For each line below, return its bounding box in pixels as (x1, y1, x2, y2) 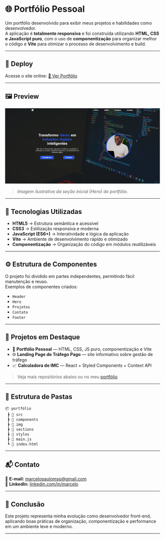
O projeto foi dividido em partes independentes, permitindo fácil (5, 273, 135, 279)
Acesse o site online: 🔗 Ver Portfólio (5, 73, 78, 79)
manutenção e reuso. (5, 278, 48, 284)
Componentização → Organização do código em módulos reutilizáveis (12, 241, 156, 247)
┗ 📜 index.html (7, 442, 38, 447)
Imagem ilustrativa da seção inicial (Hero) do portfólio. (17, 188, 129, 195)
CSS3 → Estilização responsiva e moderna (12, 225, 99, 232)
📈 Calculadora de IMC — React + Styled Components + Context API (12, 362, 152, 368)
